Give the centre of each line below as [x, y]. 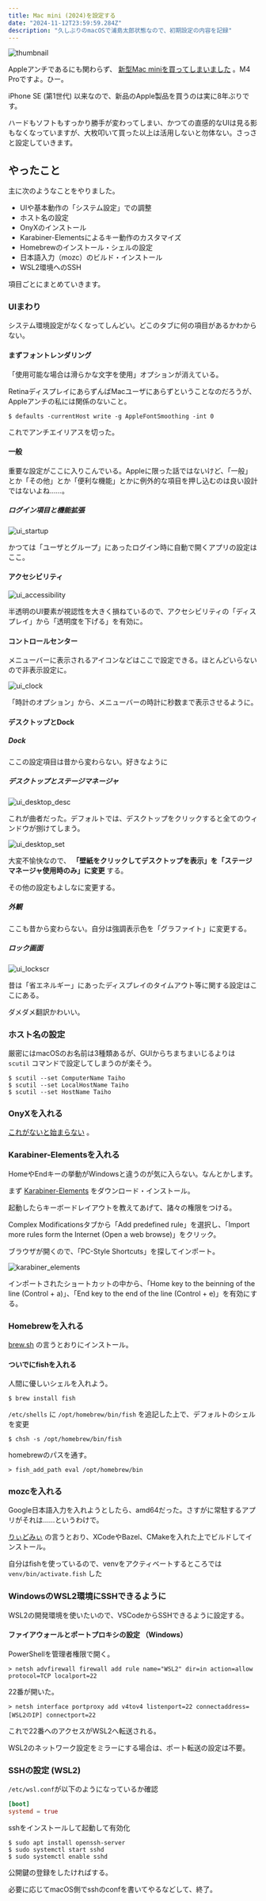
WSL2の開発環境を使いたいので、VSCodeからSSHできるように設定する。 [128, 1615]
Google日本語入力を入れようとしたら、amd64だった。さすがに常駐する [125, 1510]
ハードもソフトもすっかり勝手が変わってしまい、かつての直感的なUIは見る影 [133, 123]
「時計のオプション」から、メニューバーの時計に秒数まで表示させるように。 [133, 702]
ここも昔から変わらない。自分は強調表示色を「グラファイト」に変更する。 [129, 928]
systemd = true [33, 1812]
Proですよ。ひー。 [38, 79]
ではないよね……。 [38, 490]
